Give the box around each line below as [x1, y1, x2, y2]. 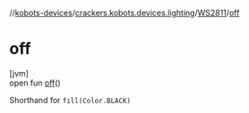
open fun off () [9, 77, 61, 88]
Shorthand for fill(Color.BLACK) [9, 94, 132, 105]
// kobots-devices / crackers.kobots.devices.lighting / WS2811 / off [9, 8, 240, 18]
